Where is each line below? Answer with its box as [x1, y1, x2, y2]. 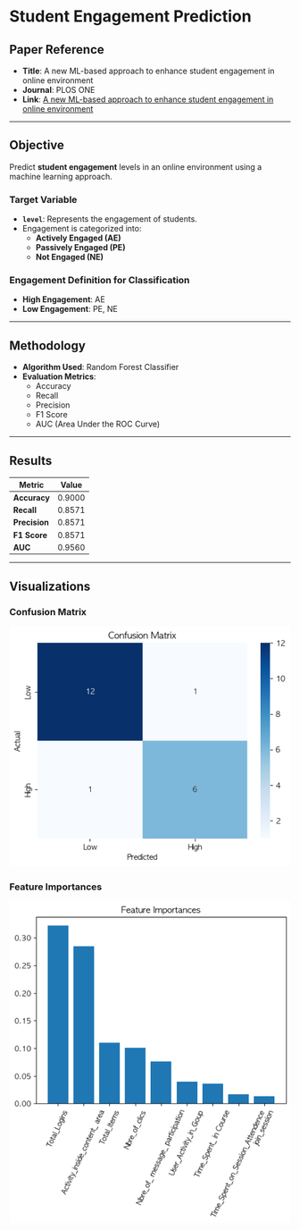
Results [9, 453, 53, 468]
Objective [9, 138, 65, 153]
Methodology [9, 338, 87, 353]
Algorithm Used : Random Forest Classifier [21, 362, 179, 373]
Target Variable [9, 193, 78, 206]
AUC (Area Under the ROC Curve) [35, 418, 161, 430]
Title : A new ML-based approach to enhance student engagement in [21, 65, 275, 76]
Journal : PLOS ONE [21, 85, 96, 95]
